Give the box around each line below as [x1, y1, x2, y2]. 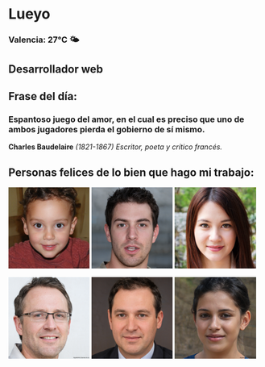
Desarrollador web [8, 62, 103, 76]
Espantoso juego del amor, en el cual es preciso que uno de [8, 114, 245, 125]
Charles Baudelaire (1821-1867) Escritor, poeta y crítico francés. [8, 142, 223, 152]
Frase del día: [8, 90, 78, 103]
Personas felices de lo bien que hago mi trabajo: [8, 165, 255, 179]
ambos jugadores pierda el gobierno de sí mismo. [8, 123, 205, 135]
